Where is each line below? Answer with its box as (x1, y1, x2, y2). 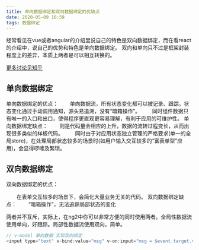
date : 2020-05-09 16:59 (6, 14, 65, 20)
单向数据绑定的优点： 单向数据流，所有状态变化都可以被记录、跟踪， (6, 100, 184, 107)
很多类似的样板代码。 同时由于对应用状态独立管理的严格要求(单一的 (11, 130, 187, 137)
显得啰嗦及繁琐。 (23, 145, 66, 152)
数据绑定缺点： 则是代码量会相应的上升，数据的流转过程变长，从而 (11, 122, 184, 129)
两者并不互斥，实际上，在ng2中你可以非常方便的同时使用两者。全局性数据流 (6, 213, 192, 220)
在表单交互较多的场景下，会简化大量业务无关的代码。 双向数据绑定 (16, 194, 179, 200)
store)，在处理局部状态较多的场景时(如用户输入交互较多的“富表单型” (11, 137, 178, 144)
